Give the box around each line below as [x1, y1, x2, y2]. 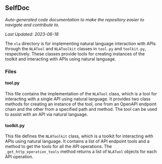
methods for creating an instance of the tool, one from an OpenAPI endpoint [5, 101, 157, 107]
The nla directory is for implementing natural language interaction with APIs [5, 41, 156, 46]
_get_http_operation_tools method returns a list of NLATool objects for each [5, 149, 157, 154]
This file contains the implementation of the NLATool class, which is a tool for [5, 90, 157, 96]
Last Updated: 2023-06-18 [5, 31, 59, 37]
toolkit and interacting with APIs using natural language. [5, 56, 116, 62]
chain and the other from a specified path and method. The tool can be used [5, 106, 157, 112]
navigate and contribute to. [5, 22, 59, 28]
